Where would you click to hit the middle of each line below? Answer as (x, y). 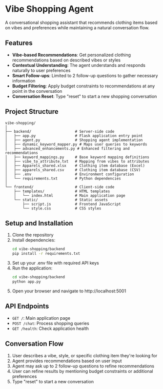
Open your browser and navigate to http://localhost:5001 (69, 291)
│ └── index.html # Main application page (70, 195)
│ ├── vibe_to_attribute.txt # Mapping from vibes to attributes (77, 161)
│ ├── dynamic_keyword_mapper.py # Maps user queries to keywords (76, 144)
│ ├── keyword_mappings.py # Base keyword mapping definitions (77, 157)
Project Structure (32, 112)
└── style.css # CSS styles (62, 208)
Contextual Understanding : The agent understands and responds (79, 65)
